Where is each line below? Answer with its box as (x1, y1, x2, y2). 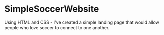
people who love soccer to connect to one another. (4, 24, 110, 30)
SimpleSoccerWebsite (4, 3, 99, 15)
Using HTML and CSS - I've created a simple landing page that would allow (4, 19, 159, 25)
